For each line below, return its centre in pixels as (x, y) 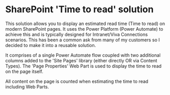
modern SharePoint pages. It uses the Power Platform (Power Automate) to (84, 29)
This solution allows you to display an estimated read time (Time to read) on (85, 23)
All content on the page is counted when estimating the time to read (77, 81)
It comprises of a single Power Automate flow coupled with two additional (83, 55)
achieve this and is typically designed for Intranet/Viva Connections (77, 34)
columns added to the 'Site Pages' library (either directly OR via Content (81, 60)
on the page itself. (24, 71)
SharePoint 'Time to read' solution (79, 9)
